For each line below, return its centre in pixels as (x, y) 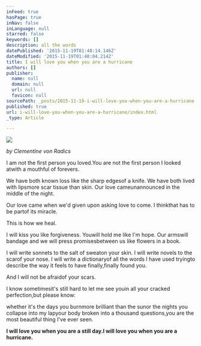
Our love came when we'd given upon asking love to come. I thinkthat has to (100, 205)
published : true (26, 106)
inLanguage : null (28, 28)
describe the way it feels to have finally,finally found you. (76, 266)
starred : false (25, 34)
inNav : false (22, 23)
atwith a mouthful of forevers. (43, 169)
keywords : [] (22, 40)
